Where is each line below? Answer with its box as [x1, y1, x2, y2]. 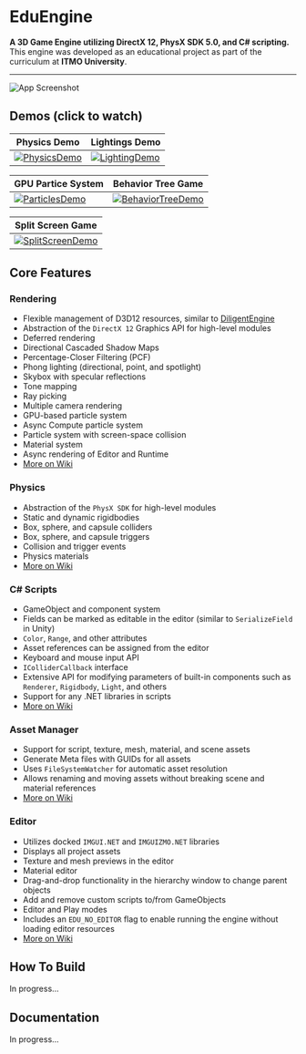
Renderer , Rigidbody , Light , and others [22, 681, 167, 692]
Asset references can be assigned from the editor [22, 643, 209, 654]
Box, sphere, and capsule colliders [22, 522, 153, 532]
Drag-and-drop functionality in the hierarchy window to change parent [22, 874, 288, 885]
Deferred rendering [22, 333, 96, 344]
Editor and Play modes [22, 904, 107, 914]
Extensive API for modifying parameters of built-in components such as [22, 672, 291, 683]
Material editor [22, 864, 78, 876]
